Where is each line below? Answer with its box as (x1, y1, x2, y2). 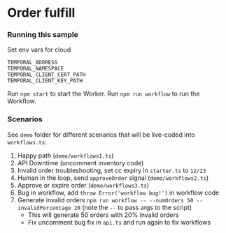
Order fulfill (7, 5, 76, 21)
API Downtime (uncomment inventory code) (17, 158, 144, 167)
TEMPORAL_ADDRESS (7, 59, 58, 66)
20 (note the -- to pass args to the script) (73, 203, 192, 211)
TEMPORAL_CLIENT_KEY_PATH (7, 77, 83, 84)
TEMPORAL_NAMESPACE (7, 65, 64, 73)
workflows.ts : (7, 137, 47, 146)
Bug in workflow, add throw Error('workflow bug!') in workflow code (17, 188, 220, 197)
